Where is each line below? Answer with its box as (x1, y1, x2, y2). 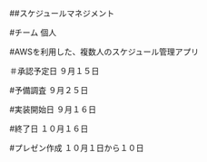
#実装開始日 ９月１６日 (9, 104, 97, 115)
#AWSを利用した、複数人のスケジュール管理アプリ (9, 46, 200, 57)
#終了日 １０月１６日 (9, 123, 89, 134)
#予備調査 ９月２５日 (9, 85, 89, 95)
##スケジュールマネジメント (9, 8, 115, 18)
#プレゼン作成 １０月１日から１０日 (9, 143, 144, 153)
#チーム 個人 (9, 27, 57, 38)
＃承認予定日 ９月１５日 (9, 66, 100, 76)
